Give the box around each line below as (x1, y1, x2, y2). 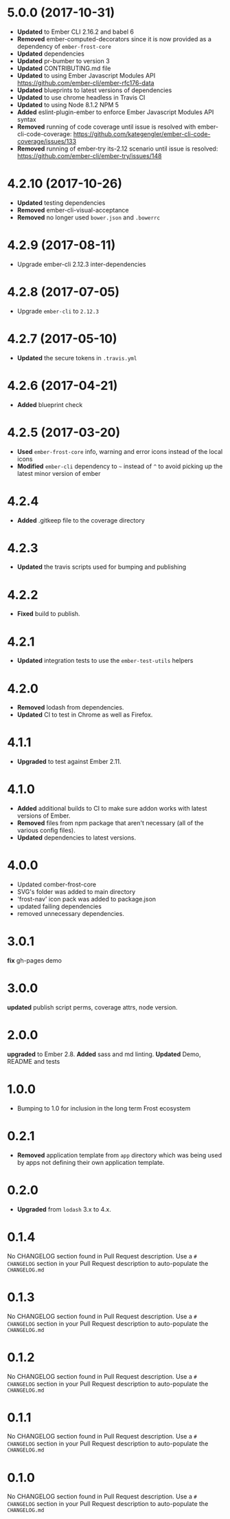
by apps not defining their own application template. (16, 1158, 165, 1166)
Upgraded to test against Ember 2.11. (16, 758, 122, 766)
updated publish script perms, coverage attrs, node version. (7, 1003, 178, 1012)
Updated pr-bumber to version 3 (16, 56, 110, 65)
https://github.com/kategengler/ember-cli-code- (73, 129, 211, 138)
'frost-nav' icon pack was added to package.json (16, 895, 157, 904)
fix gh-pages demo (7, 957, 62, 964)
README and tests (7, 1057, 60, 1065)
